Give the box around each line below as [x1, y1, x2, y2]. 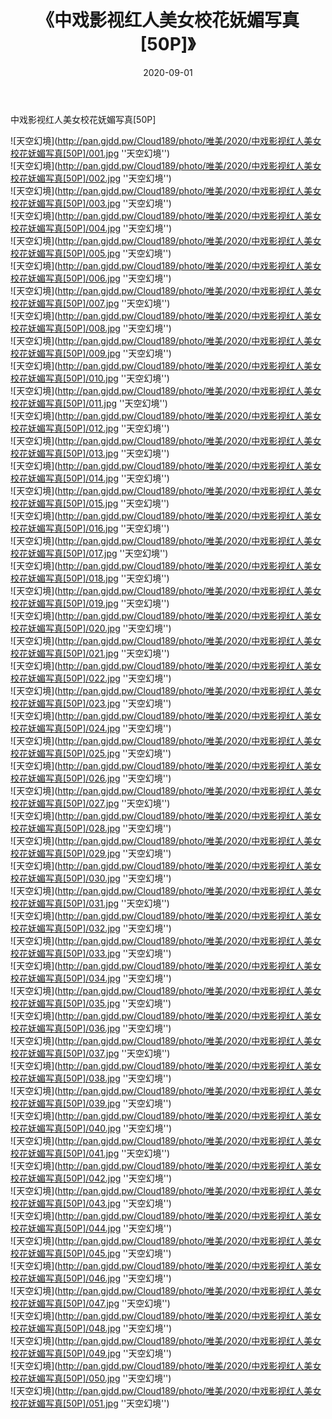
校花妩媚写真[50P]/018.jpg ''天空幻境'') [10, 572, 170, 584]
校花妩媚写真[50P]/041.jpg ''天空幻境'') [10, 1147, 171, 1159]
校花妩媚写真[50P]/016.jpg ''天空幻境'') [10, 522, 170, 534]
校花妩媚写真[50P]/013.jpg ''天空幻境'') [10, 447, 170, 459]
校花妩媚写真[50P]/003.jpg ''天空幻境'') [10, 197, 172, 209]
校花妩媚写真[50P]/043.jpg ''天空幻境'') [10, 1197, 172, 1209]
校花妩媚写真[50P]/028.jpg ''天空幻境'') [10, 822, 172, 834]
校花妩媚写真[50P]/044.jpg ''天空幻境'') [10, 1222, 173, 1234]
